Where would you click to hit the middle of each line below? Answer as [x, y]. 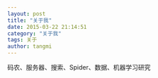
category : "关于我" [34, 33]
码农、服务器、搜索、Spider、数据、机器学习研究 [79, 67]
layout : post [27, 14]
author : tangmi [30, 46]
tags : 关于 [22, 40]
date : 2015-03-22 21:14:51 [47, 27]
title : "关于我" [30, 20]
